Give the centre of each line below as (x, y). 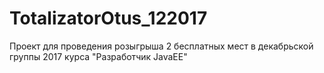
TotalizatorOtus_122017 (108, 18)
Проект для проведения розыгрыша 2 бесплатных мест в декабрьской (161, 46)
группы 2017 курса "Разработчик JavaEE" (98, 56)
